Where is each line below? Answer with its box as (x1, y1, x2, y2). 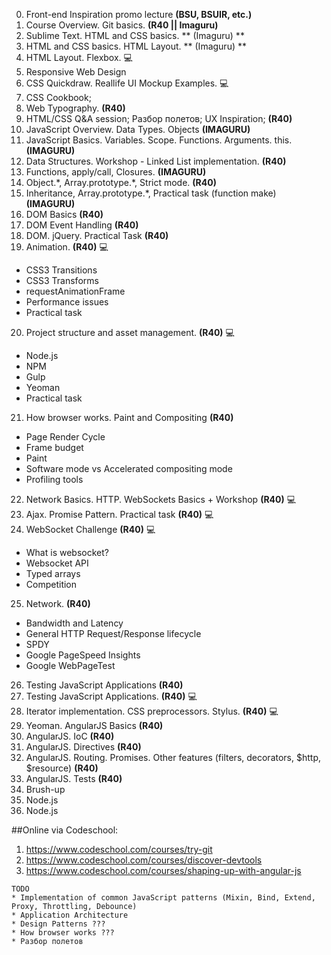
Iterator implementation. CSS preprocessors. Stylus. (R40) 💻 (25, 705, 279, 717)
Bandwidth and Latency (25, 617, 124, 629)
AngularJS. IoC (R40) (25, 730, 115, 742)
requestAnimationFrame (25, 285, 126, 297)
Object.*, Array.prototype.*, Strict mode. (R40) (25, 177, 217, 188)
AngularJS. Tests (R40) (25, 773, 123, 784)
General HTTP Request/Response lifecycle (25, 628, 202, 639)
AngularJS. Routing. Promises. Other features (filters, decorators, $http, (25, 752, 321, 763)
